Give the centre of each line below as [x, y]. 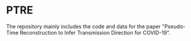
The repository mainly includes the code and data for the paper [84, 26]
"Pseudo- [174, 26]
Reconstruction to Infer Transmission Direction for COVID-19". [95, 32]
